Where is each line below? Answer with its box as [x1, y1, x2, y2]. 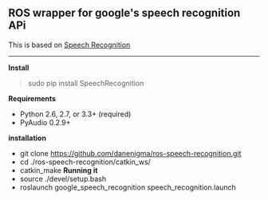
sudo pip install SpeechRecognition [27, 78, 144, 88]
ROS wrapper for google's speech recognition [8, 6, 241, 20]
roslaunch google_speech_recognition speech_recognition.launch [19, 182, 237, 192]
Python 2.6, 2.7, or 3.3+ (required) [19, 109, 132, 119]
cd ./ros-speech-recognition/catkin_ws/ [19, 157, 152, 167]
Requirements [8, 93, 57, 103]
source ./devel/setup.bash [19, 174, 106, 183]
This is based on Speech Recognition [8, 40, 131, 49]
